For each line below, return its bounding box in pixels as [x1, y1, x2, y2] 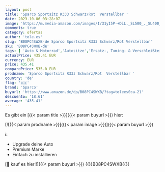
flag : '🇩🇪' [5, 80, 29, 85]
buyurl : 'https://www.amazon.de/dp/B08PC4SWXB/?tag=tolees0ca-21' [5, 89, 144, 94]
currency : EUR [5, 57, 34, 62]
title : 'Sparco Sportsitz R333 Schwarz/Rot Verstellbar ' [5, 12, 129, 17]
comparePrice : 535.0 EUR [5, 67, 56, 72]
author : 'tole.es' [5, 35, 43, 40]
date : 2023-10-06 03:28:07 [5, 16, 60, 21]
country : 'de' [5, 76, 34, 81]
